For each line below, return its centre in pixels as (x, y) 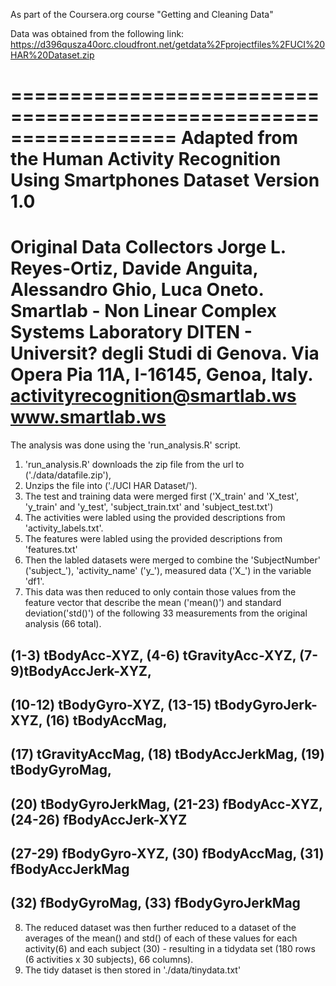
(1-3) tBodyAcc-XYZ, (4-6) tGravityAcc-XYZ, (153, 655)
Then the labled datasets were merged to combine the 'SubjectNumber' (172, 560)
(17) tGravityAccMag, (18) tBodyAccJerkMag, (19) (167, 754)
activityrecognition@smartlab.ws (153, 396)
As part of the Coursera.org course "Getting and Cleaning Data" (142, 14)
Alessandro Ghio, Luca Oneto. (137, 290)
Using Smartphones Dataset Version (165, 180)
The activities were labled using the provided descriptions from (155, 518)
